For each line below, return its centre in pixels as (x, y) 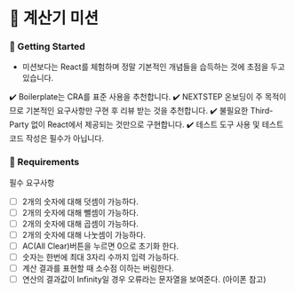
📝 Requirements (44, 162)
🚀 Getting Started (48, 47)
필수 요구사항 (32, 182)
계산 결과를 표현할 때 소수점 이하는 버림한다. (98, 268)
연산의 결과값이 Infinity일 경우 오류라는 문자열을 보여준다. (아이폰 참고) (144, 280)
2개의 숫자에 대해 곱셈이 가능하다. (80, 224)
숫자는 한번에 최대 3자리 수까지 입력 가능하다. (100, 257)
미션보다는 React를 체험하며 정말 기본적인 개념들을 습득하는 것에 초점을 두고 (154, 67)
